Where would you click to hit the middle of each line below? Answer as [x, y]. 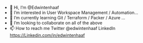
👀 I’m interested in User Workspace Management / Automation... [74, 13]
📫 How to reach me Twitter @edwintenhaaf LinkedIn [62, 28]
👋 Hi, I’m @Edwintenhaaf [34, 7]
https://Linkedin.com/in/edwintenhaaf [47, 35]
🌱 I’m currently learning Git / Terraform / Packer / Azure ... [67, 18]
